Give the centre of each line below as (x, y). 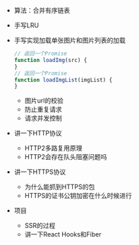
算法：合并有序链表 (42, 10)
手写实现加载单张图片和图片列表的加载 (69, 40)
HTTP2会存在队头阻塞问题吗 (66, 157)
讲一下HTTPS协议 (40, 172)
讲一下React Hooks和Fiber (63, 234)
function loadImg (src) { (50, 60)
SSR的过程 (40, 226)
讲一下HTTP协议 (38, 133)
